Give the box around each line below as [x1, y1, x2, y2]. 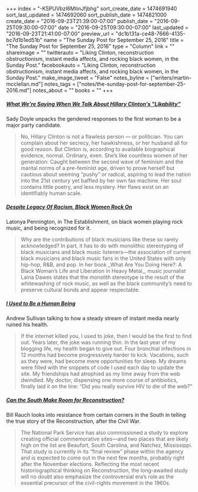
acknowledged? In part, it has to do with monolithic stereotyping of [20, 242, 184, 249]
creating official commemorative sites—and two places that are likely [20, 435, 189, 442]
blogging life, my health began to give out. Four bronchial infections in [20, 345, 191, 352]
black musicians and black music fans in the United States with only [20, 255, 186, 262]
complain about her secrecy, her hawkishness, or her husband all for [20, 139, 188, 146]
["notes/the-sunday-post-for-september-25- [76, 81, 186, 88]
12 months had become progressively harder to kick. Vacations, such [20, 351, 189, 358]
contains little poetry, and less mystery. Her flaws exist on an [20, 183, 169, 190]
